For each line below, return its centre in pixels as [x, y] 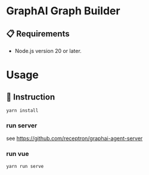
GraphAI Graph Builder [63, 11]
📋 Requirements [38, 34]
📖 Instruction [31, 97]
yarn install [22, 111]
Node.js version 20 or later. [48, 51]
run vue [18, 154]
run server [22, 125]
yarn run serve [25, 166]
